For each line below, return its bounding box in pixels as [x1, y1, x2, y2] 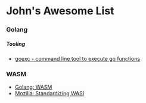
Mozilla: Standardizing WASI [14, 90, 85, 97]
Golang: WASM [14, 83, 52, 90]
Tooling [6, 40, 26, 47]
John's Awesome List [6, 4, 114, 18]
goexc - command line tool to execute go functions [14, 55, 141, 63]
